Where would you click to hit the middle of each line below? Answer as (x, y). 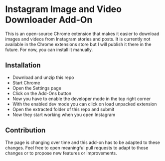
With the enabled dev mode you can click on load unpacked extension (84, 104)
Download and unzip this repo (43, 77)
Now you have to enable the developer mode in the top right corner (82, 98)
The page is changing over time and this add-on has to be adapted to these (83, 142)
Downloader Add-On (49, 20)
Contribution (25, 130)
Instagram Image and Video (64, 9)
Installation (23, 65)
